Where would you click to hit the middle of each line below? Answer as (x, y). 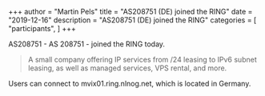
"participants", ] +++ (42, 28)
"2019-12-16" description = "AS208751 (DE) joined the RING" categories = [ (132, 20)
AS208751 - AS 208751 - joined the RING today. (87, 44)
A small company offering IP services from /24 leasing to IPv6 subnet (143, 60)
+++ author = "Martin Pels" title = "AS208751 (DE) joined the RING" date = (130, 12)
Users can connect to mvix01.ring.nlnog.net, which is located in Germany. (130, 84)
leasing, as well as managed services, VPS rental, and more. (127, 68)
